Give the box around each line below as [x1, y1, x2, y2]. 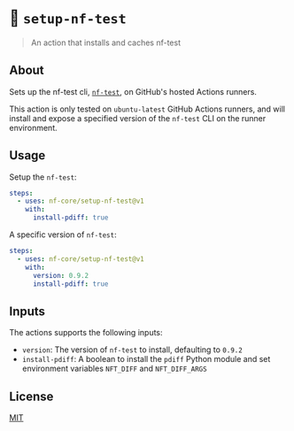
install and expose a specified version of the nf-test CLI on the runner [9, 112, 267, 123]
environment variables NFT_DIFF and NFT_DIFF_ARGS [21, 363, 207, 374]
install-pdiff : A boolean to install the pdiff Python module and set [21, 354, 271, 365]
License [9, 389, 54, 404]
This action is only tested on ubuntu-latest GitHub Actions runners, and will [9, 104, 286, 114]
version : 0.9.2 [32, 271, 89, 280]
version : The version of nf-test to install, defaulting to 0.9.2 [21, 344, 244, 355]
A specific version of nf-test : [9, 229, 117, 240]
